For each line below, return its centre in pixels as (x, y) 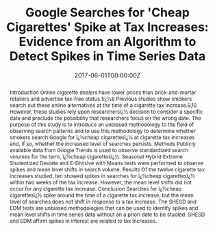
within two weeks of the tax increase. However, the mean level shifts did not (101, 182)
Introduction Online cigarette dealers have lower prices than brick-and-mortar (103, 92)
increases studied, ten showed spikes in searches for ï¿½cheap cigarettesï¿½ (102, 176)
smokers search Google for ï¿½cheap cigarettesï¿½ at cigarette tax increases (102, 137)
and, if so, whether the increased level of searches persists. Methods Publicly (102, 144)
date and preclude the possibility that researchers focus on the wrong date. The (105, 118)
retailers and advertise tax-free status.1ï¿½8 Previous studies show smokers (101, 98)
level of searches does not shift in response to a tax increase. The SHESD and (103, 201)
